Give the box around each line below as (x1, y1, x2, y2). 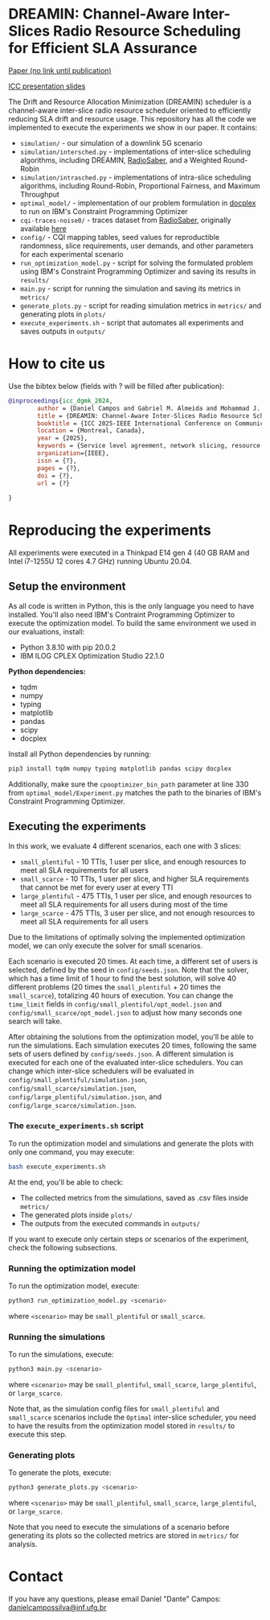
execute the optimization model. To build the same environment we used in (8, 618, 257, 628)
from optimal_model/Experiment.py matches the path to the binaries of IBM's (8, 787, 262, 797)
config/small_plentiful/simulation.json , (8, 1074, 148, 1084)
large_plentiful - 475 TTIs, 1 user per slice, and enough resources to (19, 891, 252, 900)
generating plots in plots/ (19, 309, 106, 319)
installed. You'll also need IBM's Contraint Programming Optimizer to (8, 610, 235, 619)
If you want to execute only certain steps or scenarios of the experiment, (8, 1234, 249, 1244)
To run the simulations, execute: (8, 1349, 114, 1359)
